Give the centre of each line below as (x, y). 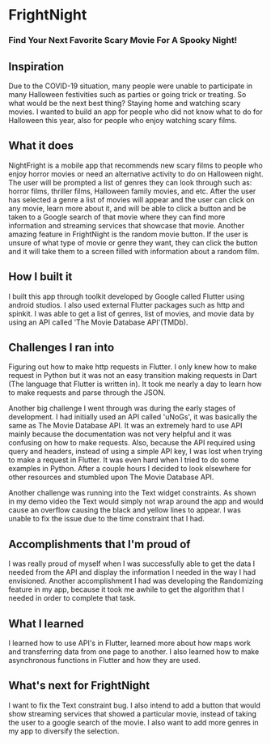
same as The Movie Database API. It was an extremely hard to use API (125, 426)
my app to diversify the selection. (64, 731)
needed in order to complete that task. (72, 598)
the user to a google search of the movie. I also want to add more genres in (133, 722)
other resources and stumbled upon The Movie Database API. (111, 477)
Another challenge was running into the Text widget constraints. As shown (132, 493)
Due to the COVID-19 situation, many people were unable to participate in (131, 86)
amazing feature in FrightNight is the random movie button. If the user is (129, 234)
